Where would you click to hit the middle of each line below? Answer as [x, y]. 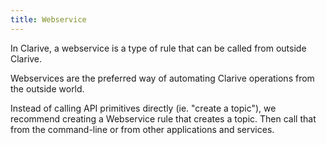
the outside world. [47, 88]
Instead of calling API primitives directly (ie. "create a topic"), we [143, 108]
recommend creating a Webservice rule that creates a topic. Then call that [163, 118]
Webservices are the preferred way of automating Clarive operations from [162, 78]
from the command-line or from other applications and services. [142, 129]
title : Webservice [48, 19]
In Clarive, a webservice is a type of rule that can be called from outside [158, 48]
